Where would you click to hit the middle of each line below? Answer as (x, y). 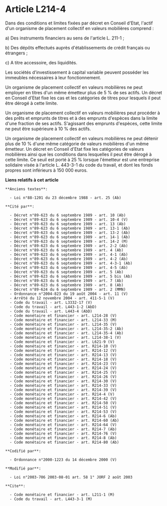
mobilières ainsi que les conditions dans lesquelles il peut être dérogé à (79, 154)
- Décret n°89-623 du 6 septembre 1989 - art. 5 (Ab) (67, 272)
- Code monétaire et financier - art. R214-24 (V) (63, 368)
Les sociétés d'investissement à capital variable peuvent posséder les (77, 72)
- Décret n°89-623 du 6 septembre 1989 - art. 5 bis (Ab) (71, 276)
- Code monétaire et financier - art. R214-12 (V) (63, 350)
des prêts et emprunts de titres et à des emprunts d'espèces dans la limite (82, 118)
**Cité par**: (20, 206)
